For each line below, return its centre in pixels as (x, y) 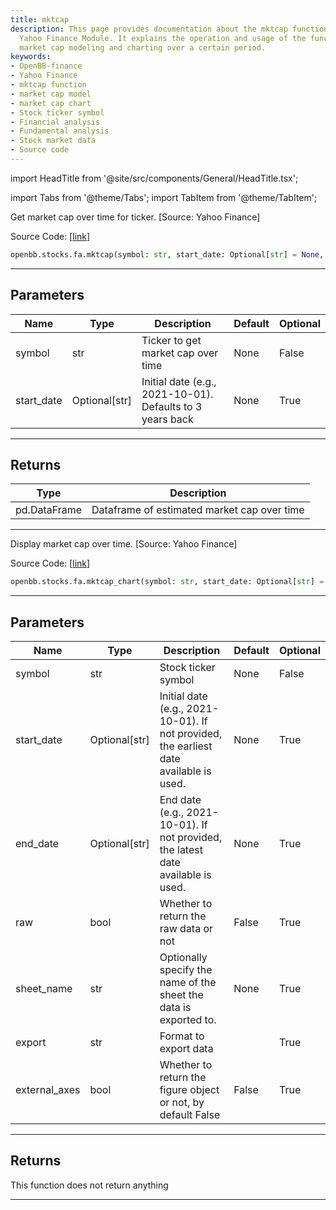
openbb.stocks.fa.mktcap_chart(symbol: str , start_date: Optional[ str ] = (167, 582)
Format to (182, 1036)
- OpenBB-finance (46, 66)
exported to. (188, 1020)
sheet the (181, 995)
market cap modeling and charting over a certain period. (143, 47)
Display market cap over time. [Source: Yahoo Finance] (124, 544)
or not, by (182, 1103)
